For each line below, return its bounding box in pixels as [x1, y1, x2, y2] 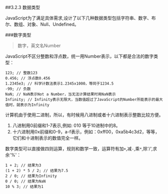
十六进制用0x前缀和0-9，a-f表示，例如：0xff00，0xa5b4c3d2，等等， [12, 129, 159, 134]
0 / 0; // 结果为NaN [5, 179, 46, 184]
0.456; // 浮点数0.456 [5, 76, 51, 81]
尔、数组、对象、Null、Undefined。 [5, 22, 79, 27]
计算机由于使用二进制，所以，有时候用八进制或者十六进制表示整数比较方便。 [5, 112, 163, 118]
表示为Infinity [20, 102, 50, 107]
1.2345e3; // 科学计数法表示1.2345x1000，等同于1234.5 [5, 81, 114, 86]
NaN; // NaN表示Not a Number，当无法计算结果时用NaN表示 [5, 92, 116, 97]
